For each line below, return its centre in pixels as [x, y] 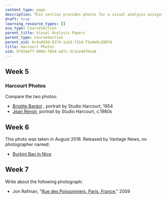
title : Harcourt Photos [30, 47]
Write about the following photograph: [44, 182]
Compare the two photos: [31, 97]
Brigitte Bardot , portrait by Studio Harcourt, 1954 [63, 106]
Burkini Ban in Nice [32, 154]
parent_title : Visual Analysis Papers [45, 33]
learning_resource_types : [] [35, 24]
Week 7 [17, 170]
